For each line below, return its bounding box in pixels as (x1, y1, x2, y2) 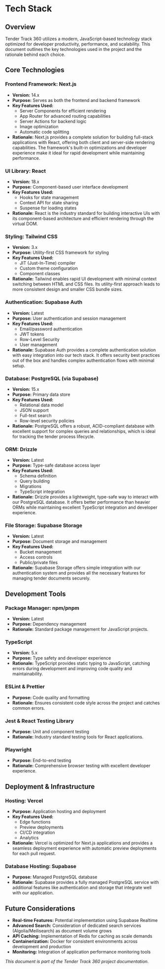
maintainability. (12, 671, 43, 677)
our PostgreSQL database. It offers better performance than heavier (12, 499, 150, 505)
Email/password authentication (19, 326, 83, 332)
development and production (12, 944, 71, 950)
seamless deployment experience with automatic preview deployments (12, 845, 157, 851)
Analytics (19, 835, 39, 841)
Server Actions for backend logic (19, 118, 87, 124)
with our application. (12, 890, 54, 896)
